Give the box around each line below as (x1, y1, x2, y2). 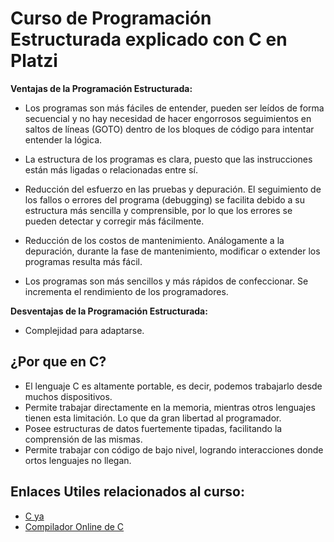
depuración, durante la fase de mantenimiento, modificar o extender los (24, 245, 321, 257)
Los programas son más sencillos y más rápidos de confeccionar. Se (24, 275, 309, 287)
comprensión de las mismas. (24, 433, 143, 445)
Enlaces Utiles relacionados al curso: (10, 483, 245, 501)
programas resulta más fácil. (24, 255, 143, 267)
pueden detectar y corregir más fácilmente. (24, 215, 205, 227)
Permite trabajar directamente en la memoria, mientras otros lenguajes (24, 401, 316, 413)
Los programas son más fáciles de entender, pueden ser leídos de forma (24, 102, 325, 114)
